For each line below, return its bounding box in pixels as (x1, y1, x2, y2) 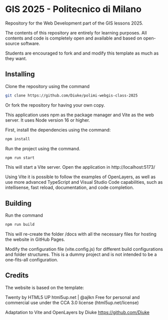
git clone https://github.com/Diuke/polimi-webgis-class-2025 (5, 93, 138, 98)
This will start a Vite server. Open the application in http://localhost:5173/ (5, 164, 155, 170)
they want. (5, 55, 27, 61)
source (5, 40, 20, 46)
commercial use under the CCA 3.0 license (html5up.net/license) (5, 299, 139, 305)
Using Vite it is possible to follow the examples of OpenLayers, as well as (5, 174, 156, 180)
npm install (5, 136, 30, 141)
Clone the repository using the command (5, 83, 90, 89)
